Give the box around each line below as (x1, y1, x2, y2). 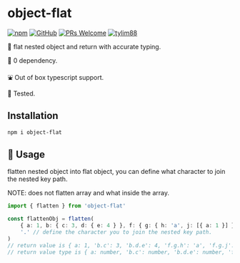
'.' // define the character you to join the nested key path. (20, 229, 213, 236)
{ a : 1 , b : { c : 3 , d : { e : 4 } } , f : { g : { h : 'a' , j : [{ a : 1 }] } (20, 222, 235, 230)
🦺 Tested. (7, 89, 36, 98)
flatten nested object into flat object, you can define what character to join (7, 167, 226, 176)
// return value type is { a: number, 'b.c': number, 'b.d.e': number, (7, 248, 225, 256)
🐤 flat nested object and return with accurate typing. (7, 42, 161, 51)
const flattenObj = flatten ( (7, 215, 94, 222)
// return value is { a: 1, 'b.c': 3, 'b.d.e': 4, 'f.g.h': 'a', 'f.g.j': (7, 242, 235, 249)
